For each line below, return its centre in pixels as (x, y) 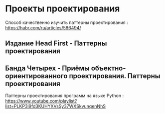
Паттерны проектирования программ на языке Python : (64, 96)
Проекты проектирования (63, 9)
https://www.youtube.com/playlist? (41, 101)
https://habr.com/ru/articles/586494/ (43, 27)
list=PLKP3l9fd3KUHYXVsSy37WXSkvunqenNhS (56, 106)
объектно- (108, 68)
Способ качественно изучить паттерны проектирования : (67, 22)
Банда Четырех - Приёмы (47, 68)
